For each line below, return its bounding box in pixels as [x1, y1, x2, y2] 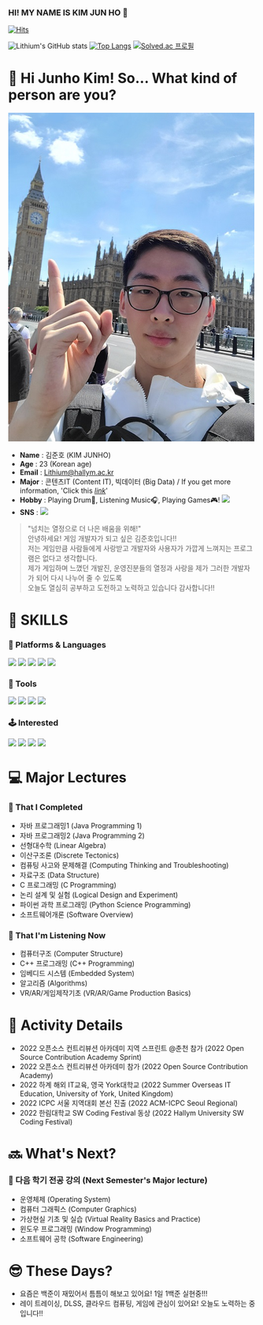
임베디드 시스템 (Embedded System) [19, 969, 135, 978]
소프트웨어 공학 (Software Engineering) [19, 1233, 144, 1243]
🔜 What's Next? [8, 1145, 117, 1163]
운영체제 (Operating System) [19, 1194, 111, 1203]
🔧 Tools [8, 678, 37, 689]
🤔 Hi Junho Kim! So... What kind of [8, 69, 238, 88]
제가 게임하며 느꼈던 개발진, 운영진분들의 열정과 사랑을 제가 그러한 [27, 564, 230, 573]
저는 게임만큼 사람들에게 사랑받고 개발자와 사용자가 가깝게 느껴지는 [27, 544, 232, 554]
